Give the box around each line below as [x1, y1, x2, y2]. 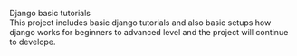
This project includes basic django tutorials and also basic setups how [9, 17, 272, 28]
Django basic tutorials [9, 8, 91, 18]
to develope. [9, 36, 56, 47]
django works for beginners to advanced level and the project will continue [9, 27, 289, 37]
